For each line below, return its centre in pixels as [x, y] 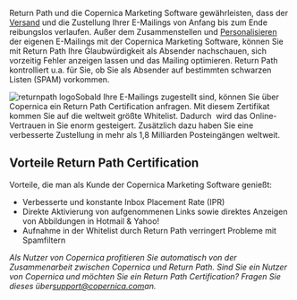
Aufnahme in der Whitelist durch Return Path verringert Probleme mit [149, 230]
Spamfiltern [44, 240]
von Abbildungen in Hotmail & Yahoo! [90, 221]
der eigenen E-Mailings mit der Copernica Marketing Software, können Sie [147, 41]
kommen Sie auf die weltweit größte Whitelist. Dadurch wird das [128, 116]
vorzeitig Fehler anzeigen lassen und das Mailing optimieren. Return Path [144, 60]
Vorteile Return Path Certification [104, 163]
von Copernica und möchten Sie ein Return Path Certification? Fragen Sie [145, 276]
